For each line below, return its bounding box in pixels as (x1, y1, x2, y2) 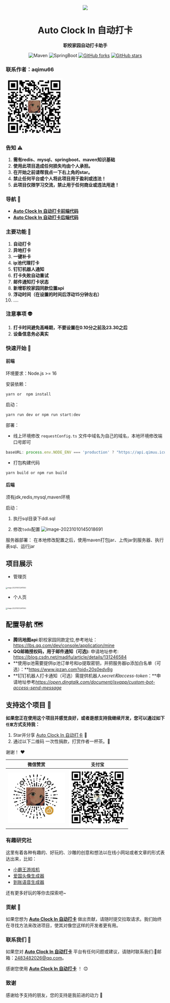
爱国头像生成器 (13, 873, 44, 879)
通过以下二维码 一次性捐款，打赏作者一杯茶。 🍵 (13, 738, 110, 744)
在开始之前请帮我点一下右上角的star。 (13, 169, 93, 175)
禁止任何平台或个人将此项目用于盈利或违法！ (13, 175, 106, 181)
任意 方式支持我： (6, 721, 40, 727)
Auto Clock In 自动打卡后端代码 (13, 215, 79, 221)
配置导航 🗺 (6, 620, 43, 629)
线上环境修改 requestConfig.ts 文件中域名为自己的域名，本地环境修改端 (13, 432, 163, 439)
